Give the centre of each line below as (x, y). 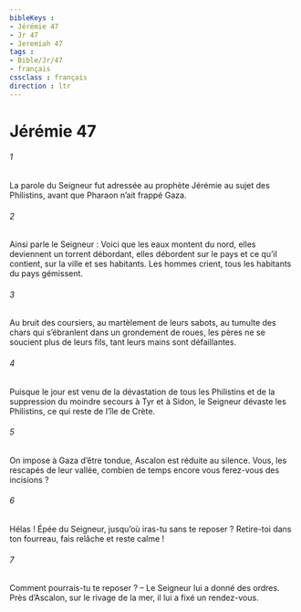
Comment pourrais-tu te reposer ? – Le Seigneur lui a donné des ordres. (145, 588)
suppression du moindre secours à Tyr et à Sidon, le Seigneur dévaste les (148, 401)
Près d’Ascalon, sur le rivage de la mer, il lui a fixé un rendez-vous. (134, 598)
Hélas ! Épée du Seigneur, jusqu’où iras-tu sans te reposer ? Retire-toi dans (150, 529)
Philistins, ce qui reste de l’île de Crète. (83, 411)
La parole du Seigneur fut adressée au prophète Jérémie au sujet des (140, 186)
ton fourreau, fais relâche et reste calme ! (87, 539)
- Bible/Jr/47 (36, 60)
